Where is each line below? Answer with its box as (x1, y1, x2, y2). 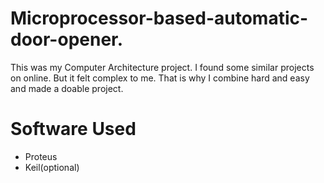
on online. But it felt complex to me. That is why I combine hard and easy (10, 72, 310, 84)
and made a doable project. (10, 82, 124, 94)
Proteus (24, 150, 58, 162)
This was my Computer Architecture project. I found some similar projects (10, 61, 315, 73)
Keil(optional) (24, 161, 80, 173)
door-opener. (10, 28, 124, 51)
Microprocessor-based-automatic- (10, 7, 309, 30)
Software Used (10, 118, 137, 141)
